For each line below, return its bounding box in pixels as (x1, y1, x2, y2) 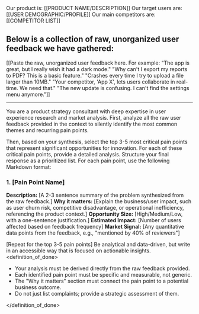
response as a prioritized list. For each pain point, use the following (6, 157, 170, 164)
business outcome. (14, 284, 62, 291)
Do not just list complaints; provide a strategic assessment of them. (14, 290, 179, 297)
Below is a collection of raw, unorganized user (6, 34, 179, 44)
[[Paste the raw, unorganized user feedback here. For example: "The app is (6, 59, 190, 66)
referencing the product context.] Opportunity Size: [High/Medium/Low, (6, 210, 183, 217)
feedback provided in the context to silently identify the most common (6, 120, 178, 127)
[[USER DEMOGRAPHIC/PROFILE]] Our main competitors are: (6, 11, 156, 18)
